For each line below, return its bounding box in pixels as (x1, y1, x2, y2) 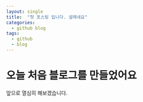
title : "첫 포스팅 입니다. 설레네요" (6, 14, 88, 20)
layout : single (6, 8, 44, 15)
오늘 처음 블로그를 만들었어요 (6, 69, 137, 83)
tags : (6, 31, 19, 37)
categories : (6, 19, 35, 25)
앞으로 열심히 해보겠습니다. (6, 89, 68, 96)
